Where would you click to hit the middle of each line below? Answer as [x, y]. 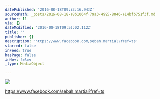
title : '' [15, 32]
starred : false [20, 46]
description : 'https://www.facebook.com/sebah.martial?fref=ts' [71, 41]
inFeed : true [18, 50]
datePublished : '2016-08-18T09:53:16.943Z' [50, 10]
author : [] [16, 19]
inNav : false [18, 59]
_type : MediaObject [25, 64]
